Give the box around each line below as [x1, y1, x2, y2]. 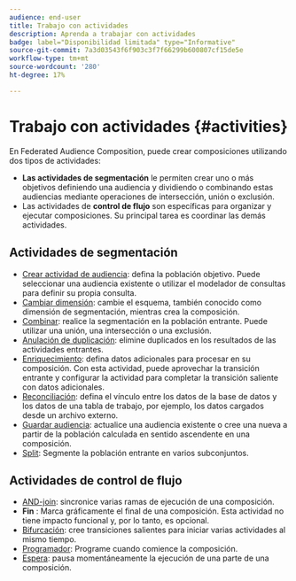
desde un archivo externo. [21, 409, 119, 421]
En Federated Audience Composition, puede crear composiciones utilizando [9, 145, 288, 156]
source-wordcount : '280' [9, 63, 101, 72]
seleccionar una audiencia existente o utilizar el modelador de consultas [21, 278, 286, 289]
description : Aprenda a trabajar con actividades [9, 29, 197, 38]
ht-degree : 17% [9, 71, 66, 80]
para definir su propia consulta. [21, 287, 137, 298]
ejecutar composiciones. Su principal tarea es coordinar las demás [21, 210, 266, 221]
